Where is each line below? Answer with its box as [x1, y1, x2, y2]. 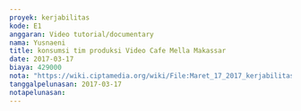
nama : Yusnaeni [9, 38, 66, 47]
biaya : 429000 [9, 64, 63, 73]
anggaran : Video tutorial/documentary [9, 30, 154, 38]
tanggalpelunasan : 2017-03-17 [9, 80, 123, 89]
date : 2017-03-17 [9, 55, 74, 64]
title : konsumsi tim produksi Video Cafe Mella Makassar [9, 47, 227, 55]
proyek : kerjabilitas [9, 13, 90, 22]
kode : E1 [9, 21, 42, 30]
